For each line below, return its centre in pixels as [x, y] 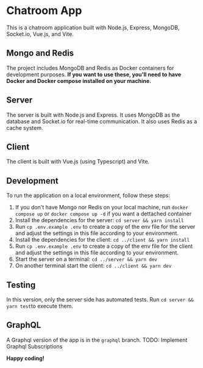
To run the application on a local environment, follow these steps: [88, 195]
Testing [21, 285]
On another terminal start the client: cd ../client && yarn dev [93, 265]
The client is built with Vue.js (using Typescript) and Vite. [78, 162]
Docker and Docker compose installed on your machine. [79, 81]
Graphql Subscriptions [34, 346]
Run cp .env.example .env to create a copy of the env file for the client [104, 246]
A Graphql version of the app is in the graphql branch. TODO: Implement [97, 340]
